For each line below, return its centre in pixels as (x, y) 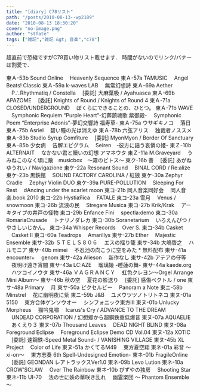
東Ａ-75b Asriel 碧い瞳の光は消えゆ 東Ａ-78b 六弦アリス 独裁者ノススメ (99, 130)
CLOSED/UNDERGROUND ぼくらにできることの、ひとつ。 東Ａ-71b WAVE (100, 108)
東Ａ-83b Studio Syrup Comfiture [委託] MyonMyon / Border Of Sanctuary (100, 138)
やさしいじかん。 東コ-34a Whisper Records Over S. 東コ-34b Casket (95, 227)
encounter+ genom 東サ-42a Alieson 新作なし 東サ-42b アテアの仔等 (96, 257)
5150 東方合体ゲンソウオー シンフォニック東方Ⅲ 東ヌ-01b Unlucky (93, 302)
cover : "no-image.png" (34, 28)
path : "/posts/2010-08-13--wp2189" (50, 17)
